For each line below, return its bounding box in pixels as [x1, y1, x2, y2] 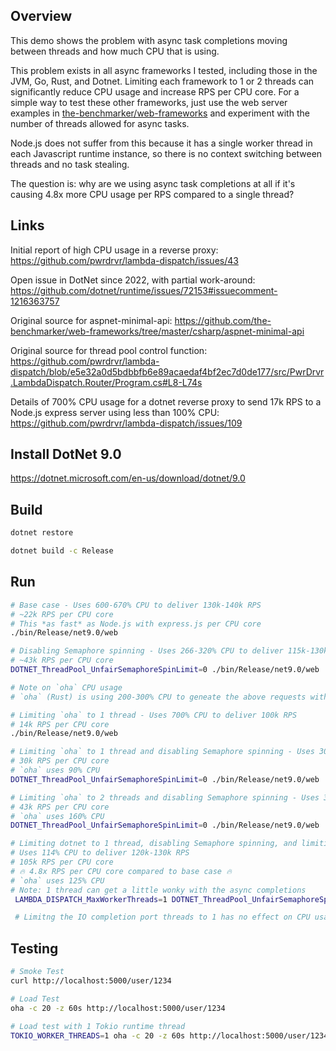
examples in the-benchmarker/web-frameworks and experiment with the [10, 107, 310, 119]
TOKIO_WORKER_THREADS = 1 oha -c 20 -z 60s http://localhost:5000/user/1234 [10, 1030, 329, 1041]
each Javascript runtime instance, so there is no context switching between [10, 147, 323, 159]
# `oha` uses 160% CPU [10, 811, 105, 821]
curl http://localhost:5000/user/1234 [10, 976, 172, 986]
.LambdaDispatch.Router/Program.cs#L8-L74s [10, 376, 203, 388]
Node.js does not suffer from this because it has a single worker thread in [10, 137, 313, 149]
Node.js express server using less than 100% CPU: [10, 406, 220, 418]
